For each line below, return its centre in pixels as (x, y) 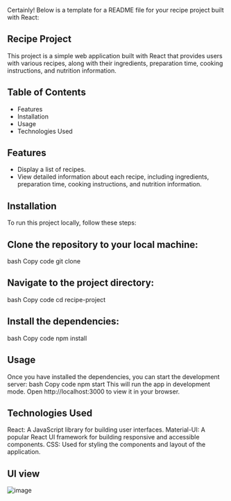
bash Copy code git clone (44, 261)
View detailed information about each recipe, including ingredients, (113, 177)
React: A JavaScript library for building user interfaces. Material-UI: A (106, 430)
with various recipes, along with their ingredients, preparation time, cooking (115, 63)
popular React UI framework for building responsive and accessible (103, 437)
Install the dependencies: (63, 322)
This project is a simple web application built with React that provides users (115, 55)
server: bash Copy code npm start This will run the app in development (109, 384)
